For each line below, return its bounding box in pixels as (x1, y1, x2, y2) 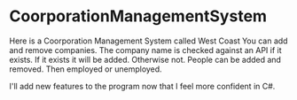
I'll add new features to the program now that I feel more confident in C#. (9, 81, 276, 91)
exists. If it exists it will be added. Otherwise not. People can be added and (9, 54, 282, 65)
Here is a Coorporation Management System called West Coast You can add (9, 35, 288, 46)
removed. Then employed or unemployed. (9, 64, 162, 74)
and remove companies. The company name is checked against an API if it (9, 44, 282, 55)
